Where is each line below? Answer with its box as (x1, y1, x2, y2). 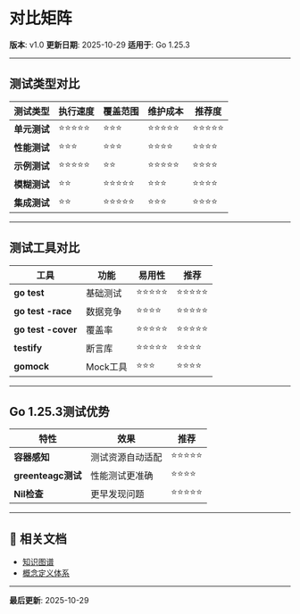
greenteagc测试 (13, 469, 82, 482)
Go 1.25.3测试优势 (9, 403, 110, 419)
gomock (13, 361, 50, 373)
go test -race (13, 305, 72, 318)
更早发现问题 (90, 487, 145, 500)
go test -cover (13, 323, 78, 336)
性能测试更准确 (90, 469, 154, 482)
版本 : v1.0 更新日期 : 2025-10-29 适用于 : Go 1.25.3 (9, 39, 190, 50)
